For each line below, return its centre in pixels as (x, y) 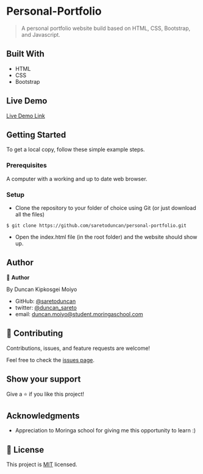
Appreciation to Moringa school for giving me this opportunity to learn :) (105, 431)
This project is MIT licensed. (42, 465)
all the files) (30, 214)
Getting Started (36, 135)
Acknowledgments (43, 416)
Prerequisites (27, 165)
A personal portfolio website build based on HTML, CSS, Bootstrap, (106, 28)
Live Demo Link (26, 116)
